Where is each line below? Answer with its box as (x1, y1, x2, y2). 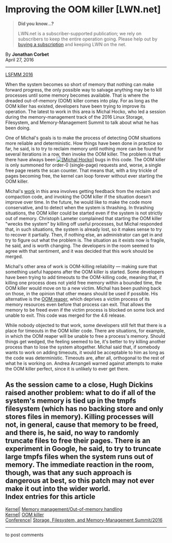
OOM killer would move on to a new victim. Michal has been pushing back (5, 285, 161, 291)
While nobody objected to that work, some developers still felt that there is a (5, 322, 166, 328)
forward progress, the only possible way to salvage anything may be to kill (5, 86, 162, 93)
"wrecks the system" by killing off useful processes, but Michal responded (5, 221, 163, 227)
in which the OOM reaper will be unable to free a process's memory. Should (5, 333, 165, 339)
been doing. (5, 124, 31, 131)
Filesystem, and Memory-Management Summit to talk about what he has (5, 119, 159, 125)
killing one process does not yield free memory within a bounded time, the (5, 279, 162, 286)
